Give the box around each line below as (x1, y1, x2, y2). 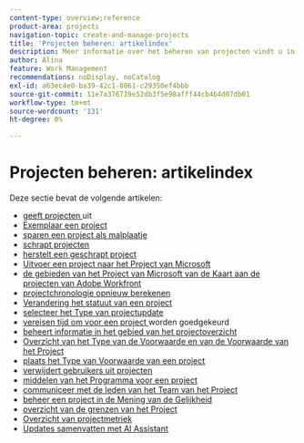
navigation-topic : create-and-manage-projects (9, 30, 189, 39)
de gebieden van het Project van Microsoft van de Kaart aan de (22, 268, 261, 279)
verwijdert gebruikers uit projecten (22, 366, 153, 376)
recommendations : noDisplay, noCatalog (9, 73, 161, 82)
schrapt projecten (22, 239, 90, 251)
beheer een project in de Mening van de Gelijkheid (22, 394, 212, 406)
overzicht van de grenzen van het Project (22, 404, 177, 415)
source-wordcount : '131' (9, 107, 104, 116)
